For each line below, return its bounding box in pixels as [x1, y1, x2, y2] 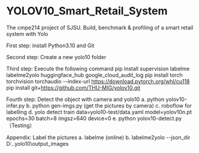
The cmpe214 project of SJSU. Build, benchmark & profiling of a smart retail [6, 24, 194, 31]
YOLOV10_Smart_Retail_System [6, 4, 168, 18]
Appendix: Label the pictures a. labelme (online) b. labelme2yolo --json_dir [6, 133, 191, 141]
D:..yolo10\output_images [6, 140, 69, 147]
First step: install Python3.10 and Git [6, 42, 95, 49]
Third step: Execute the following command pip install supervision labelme [6, 65, 190, 72]
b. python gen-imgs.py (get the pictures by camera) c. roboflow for [26, 102, 192, 109]
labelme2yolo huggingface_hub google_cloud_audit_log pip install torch [6, 71, 183, 78]
